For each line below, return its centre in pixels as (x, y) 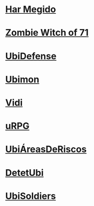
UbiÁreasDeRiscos (46, 149)
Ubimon (22, 79)
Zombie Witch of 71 (47, 33)
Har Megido (31, 9)
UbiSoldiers (31, 196)
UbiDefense (31, 56)
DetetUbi (25, 173)
